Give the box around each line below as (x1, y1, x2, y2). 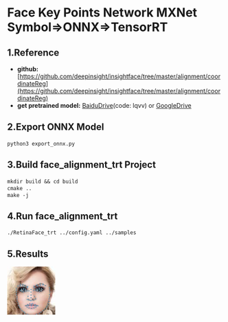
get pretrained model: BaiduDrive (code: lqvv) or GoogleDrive (16, 102, 192, 109)
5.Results (7, 248, 49, 260)
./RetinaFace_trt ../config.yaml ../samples (7, 229, 137, 236)
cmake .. (7, 185, 32, 192)
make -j (7, 192, 30, 198)
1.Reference (7, 47, 60, 58)
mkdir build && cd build (7, 178, 78, 185)
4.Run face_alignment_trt (7, 211, 118, 222)
